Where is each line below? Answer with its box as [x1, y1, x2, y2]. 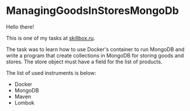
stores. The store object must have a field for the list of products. [6, 58, 163, 65]
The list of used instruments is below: [6, 69, 96, 76]
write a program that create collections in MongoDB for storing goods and [6, 52, 184, 59]
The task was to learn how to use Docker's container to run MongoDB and [6, 45, 185, 53]
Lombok [14, 99, 35, 106]
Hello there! [6, 23, 34, 30]
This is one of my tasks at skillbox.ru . [6, 34, 95, 41]
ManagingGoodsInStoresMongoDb [6, 4, 179, 17]
